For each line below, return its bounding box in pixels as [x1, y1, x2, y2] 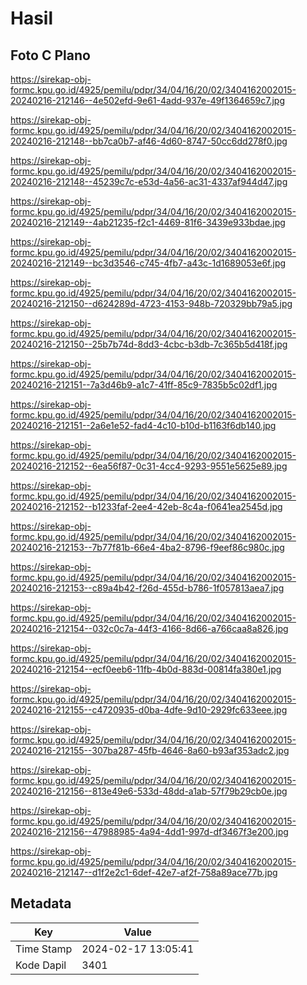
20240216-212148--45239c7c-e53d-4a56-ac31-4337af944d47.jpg [10, 176, 288, 187]
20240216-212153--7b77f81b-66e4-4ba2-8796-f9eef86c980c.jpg [10, 542, 285, 553]
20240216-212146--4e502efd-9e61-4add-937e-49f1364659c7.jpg [10, 95, 286, 106]
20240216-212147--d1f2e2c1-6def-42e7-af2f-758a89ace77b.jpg [10, 867, 278, 878]
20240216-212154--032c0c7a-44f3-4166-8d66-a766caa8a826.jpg [10, 623, 289, 634]
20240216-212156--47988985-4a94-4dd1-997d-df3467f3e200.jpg [10, 826, 289, 837]
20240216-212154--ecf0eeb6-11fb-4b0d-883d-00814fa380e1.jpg [10, 663, 282, 675]
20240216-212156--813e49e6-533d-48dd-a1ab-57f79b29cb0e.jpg [10, 785, 288, 797]
